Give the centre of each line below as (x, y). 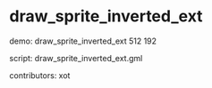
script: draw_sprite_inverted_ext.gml (76, 58)
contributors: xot (40, 75)
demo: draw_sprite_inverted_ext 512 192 (83, 41)
